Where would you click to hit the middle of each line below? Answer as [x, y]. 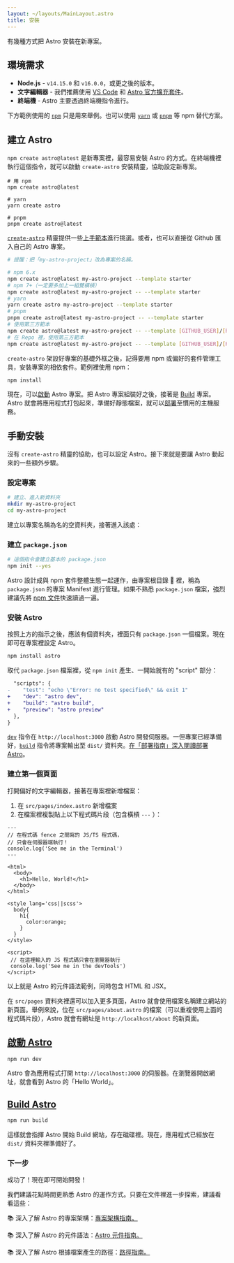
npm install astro [34, 656]
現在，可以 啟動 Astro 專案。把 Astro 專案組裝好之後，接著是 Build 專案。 [111, 394]
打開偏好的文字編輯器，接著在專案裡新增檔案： [74, 791]
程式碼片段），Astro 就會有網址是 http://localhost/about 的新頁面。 [105, 1018]
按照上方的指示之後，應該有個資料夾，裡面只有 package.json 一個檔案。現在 [116, 634]
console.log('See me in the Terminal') [65, 849]
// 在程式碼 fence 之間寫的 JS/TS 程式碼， [65, 835]
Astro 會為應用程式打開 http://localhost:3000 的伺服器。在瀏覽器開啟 [108, 1073]
